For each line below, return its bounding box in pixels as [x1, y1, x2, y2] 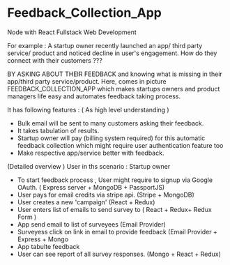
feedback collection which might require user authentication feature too [17, 141, 224, 149]
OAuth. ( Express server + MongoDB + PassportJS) [17, 183, 165, 191]
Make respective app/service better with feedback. [17, 149, 164, 157]
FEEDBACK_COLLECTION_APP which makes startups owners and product [7, 84, 220, 93]
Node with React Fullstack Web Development [7, 28, 137, 36]
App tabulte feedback [17, 242, 80, 250]
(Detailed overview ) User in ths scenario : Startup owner [7, 162, 171, 170]
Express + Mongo [17, 235, 68, 243]
